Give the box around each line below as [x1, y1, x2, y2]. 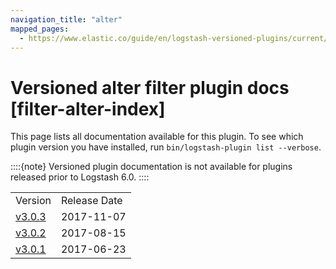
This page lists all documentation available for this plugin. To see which [10, 131, 304, 143]
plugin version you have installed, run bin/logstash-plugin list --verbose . [10, 141, 322, 153]
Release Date [60, 194, 123, 208]
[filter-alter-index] [10, 97, 166, 120]
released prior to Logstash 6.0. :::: [10, 171, 150, 183]
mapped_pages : [10, 24, 70, 34]
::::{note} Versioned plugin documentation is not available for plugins [10, 161, 293, 173]
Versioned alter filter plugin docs [10, 76, 290, 99]
